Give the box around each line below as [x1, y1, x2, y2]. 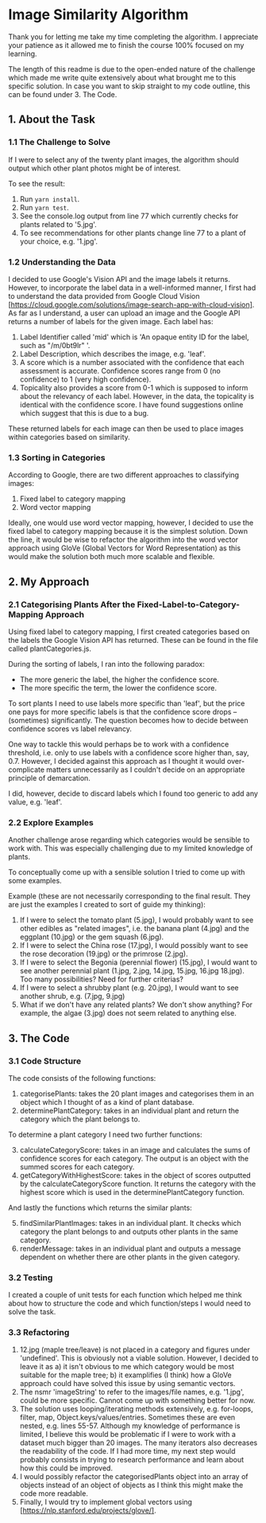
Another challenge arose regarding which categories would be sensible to [8, 835, 250, 845]
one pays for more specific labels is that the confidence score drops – [8, 707, 237, 716]
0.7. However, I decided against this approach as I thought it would [8, 756, 226, 765]
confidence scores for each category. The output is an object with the [19, 1153, 249, 1163]
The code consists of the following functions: [8, 1073, 156, 1083]
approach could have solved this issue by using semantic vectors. [19, 1379, 236, 1388]
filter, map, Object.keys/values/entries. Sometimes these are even [19, 1412, 236, 1423]
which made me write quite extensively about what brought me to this [8, 72, 237, 82]
